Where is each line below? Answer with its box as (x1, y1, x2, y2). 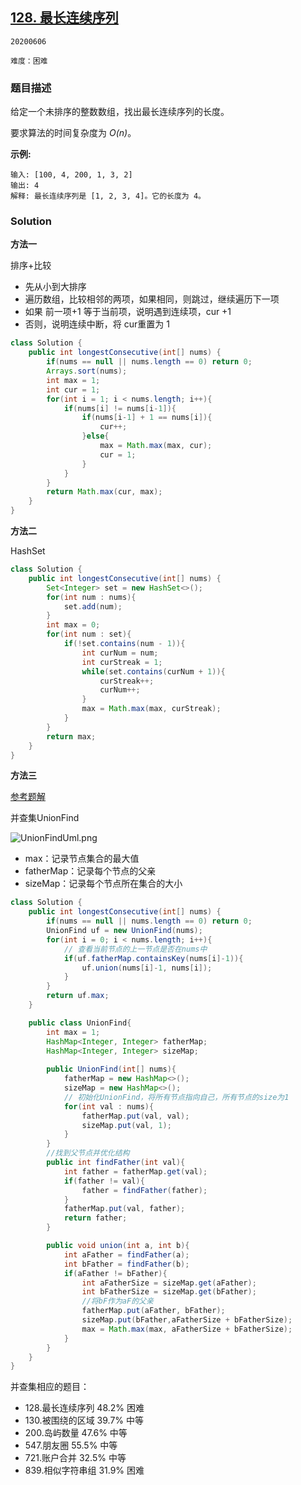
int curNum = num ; (81, 648, 159, 658)
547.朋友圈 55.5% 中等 (24, 1439, 118, 1452)
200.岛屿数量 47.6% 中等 (24, 1427, 128, 1439)
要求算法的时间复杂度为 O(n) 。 (10, 127, 137, 139)
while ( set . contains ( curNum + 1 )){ (81, 666, 226, 677)
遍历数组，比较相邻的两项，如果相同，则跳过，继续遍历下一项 (24, 293, 280, 305)
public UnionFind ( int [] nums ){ (46, 1064, 177, 1075)
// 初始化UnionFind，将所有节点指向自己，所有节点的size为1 (63, 1092, 290, 1102)
